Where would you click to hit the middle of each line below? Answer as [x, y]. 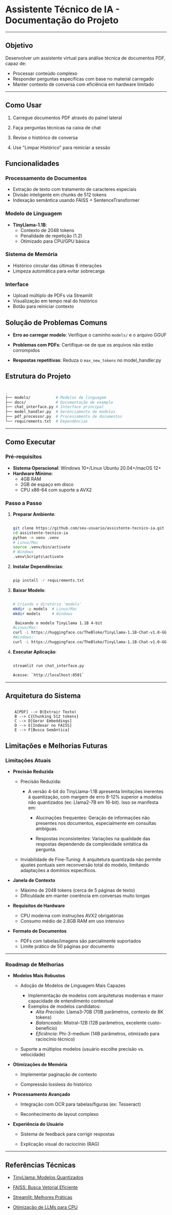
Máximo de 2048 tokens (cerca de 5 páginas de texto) [78, 890]
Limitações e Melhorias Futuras [57, 746]
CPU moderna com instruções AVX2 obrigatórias [72, 916]
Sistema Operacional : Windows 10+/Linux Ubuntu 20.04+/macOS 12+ [87, 468]
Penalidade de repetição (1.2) [51, 236]
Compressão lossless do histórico [56, 1085]
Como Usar [24, 105]
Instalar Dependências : [38, 566]
